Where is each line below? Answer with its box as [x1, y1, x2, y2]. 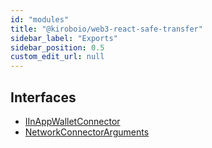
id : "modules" [10, 14, 70, 25]
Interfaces [10, 89, 77, 106]
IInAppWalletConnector [24, 115, 121, 127]
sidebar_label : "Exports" [10, 33, 118, 43]
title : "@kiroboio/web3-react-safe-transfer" [10, 24, 203, 34]
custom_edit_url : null [10, 52, 105, 62]
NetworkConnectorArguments [24, 126, 150, 138]
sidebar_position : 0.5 [10, 42, 105, 53]
